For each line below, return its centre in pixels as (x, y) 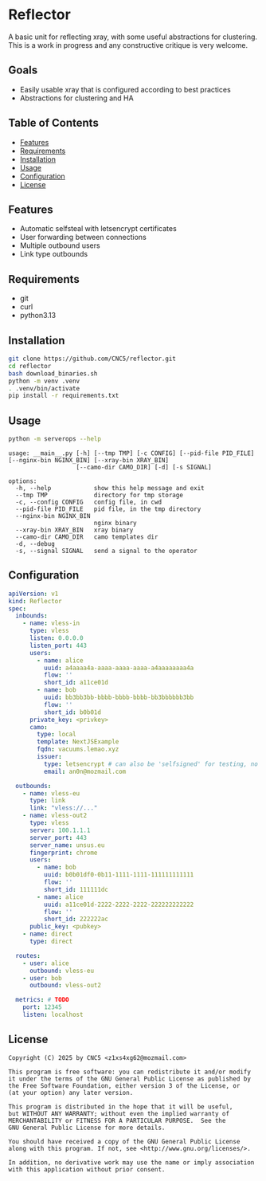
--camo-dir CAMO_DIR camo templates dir (87, 537)
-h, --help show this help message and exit (110, 488)
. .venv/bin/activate (44, 388)
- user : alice (46, 963)
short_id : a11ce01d (76, 683)
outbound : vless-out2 (65, 986)
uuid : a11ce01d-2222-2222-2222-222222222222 (119, 904)
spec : (17, 608)
